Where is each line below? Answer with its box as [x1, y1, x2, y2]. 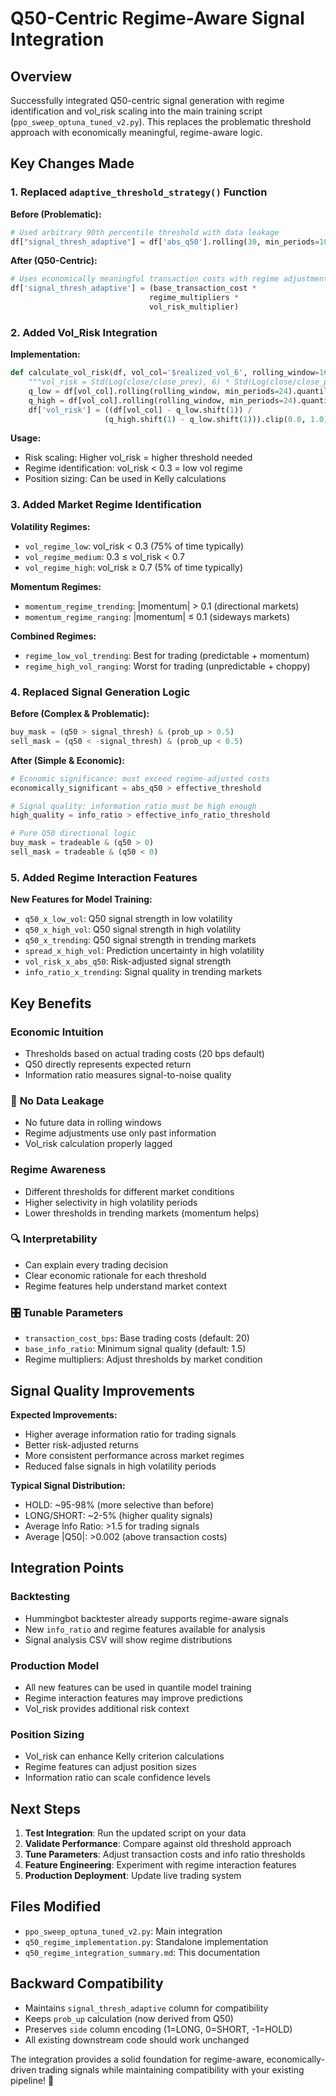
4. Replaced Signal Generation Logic [10, 685, 191, 699]
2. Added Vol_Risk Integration [10, 325, 158, 339]
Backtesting [10, 1590, 71, 1604]
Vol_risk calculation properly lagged [24, 1138, 173, 1150]
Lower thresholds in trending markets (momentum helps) [24, 1207, 260, 1219]
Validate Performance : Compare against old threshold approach [24, 1838, 292, 1850]
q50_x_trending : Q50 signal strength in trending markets [24, 934, 257, 946]
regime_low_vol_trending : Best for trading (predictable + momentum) [24, 649, 310, 661]
